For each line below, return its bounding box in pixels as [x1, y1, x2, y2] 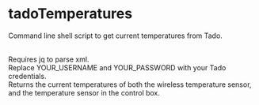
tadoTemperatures [8, 5, 133, 23]
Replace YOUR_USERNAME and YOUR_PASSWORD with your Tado [8, 62, 227, 72]
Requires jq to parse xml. [8, 54, 90, 64]
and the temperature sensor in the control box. [8, 88, 161, 97]
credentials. [8, 71, 47, 81]
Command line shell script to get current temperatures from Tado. [8, 31, 223, 40]
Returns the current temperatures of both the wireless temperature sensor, [8, 80, 252, 89]
